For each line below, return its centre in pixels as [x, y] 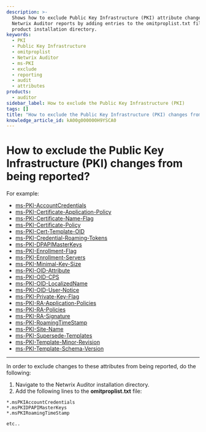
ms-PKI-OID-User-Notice [47, 290]
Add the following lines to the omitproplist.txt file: [78, 391]
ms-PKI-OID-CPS [37, 277]
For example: [23, 194]
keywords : [19, 35]
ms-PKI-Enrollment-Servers [50, 257]
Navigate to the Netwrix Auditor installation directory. [82, 385]
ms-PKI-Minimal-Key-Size [48, 264]
